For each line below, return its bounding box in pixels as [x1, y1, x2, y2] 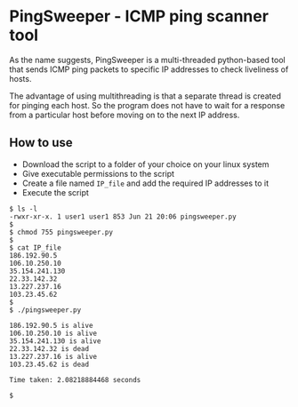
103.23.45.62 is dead [9, 360, 90, 369]
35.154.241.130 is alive [9, 336, 101, 346]
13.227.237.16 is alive [9, 352, 98, 361]
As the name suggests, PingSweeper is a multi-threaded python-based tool [9, 54, 286, 65]
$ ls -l [9, 204, 38, 213]
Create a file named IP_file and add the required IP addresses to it [21, 178, 270, 188]
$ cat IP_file [9, 243, 62, 252]
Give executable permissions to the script [21, 168, 175, 179]
